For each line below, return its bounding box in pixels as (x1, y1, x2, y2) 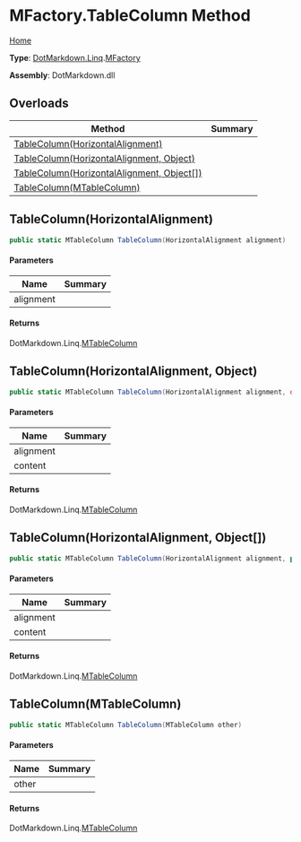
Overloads (9, 96, 69, 111)
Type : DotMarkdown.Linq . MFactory (9, 52, 141, 63)
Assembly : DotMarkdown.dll (9, 69, 116, 81)
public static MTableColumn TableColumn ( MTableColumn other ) (9, 720, 243, 729)
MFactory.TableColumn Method (9, 5, 251, 26)
